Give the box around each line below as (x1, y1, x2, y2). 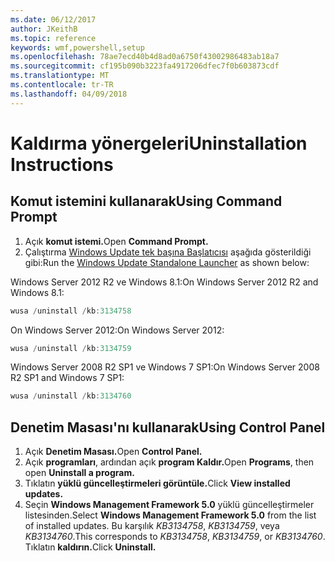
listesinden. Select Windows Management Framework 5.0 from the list (24, 509, 317, 521)
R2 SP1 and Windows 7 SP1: (10, 372, 125, 384)
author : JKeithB (10, 24, 78, 34)
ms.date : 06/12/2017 (10, 14, 97, 25)
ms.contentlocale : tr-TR (10, 80, 114, 90)
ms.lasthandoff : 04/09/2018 (10, 89, 128, 99)
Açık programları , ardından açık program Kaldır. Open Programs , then (24, 456, 315, 468)
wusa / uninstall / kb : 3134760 (10, 391, 132, 401)
